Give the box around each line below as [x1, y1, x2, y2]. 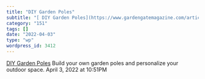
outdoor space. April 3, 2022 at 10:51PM [6, 66, 107, 73]
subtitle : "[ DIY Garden [6, 15, 70, 21]
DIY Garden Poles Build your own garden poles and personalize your [6, 59, 179, 67]
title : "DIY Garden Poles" [6, 9, 75, 15]
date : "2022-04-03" [6, 32, 56, 38]
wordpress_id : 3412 [6, 43, 56, 49]
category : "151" [6, 20, 48, 26]
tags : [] [6, 26, 29, 32]
